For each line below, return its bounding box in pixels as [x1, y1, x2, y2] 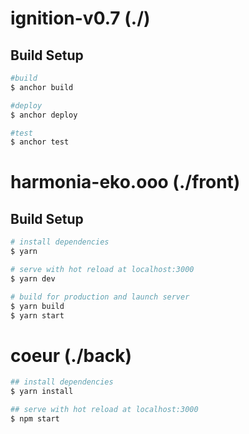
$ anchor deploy [10, 110, 78, 120]
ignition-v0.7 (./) [10, 7, 151, 30]
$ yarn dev [10, 273, 56, 284]
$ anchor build [10, 82, 74, 92]
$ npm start [10, 413, 60, 424]
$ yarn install [10, 387, 74, 397]
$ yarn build [10, 301, 65, 311]
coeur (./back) [10, 344, 133, 367]
